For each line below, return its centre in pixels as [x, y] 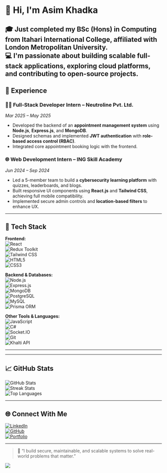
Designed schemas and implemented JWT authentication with [77, 136]
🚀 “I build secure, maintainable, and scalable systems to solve [81, 451]
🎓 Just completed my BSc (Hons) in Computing [81, 29]
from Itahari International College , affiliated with [81, 39]
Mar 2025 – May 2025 [28, 116]
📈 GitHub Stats [29, 368]
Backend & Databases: [29, 275]
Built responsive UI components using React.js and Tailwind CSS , [80, 190]
